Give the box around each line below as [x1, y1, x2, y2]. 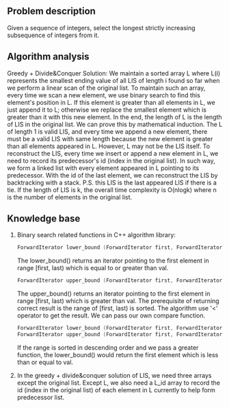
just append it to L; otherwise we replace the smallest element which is [7, 106, 207, 114]
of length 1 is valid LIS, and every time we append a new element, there [7, 127, 208, 136]
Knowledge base [7, 213, 81, 225]
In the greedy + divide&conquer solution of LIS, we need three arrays [16, 371, 212, 379]
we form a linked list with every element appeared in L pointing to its [7, 164, 200, 172]
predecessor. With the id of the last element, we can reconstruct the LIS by [7, 171, 218, 179]
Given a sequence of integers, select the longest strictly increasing [7, 23, 196, 32]
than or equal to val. [16, 358, 74, 366]
